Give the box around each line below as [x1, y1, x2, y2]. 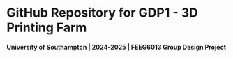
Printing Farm [6, 20, 87, 36]
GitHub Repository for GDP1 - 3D [6, 5, 198, 21]
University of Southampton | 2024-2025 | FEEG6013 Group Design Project [6, 43, 227, 51]
